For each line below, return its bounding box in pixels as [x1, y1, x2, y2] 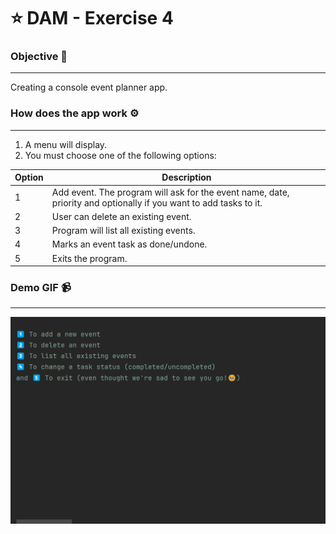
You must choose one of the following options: [24, 149, 217, 161]
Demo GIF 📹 [10, 280, 72, 294]
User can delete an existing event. [51, 210, 192, 222]
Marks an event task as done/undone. [51, 238, 208, 250]
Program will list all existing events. [51, 225, 196, 237]
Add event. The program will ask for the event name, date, [51, 186, 290, 198]
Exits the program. [51, 252, 128, 264]
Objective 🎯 [10, 50, 68, 64]
